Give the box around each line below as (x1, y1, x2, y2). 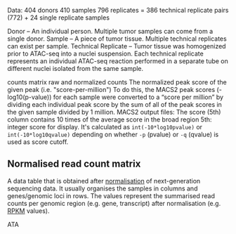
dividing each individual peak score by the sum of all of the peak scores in (7, 100, 223, 108)
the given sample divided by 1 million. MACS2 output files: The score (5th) (7, 108, 221, 116)
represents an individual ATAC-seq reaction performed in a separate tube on (7, 57, 228, 65)
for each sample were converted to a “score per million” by (53, 93, 223, 101)
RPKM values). (7, 207, 50, 215)
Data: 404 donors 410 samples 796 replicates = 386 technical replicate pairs (7, 6, 230, 14)
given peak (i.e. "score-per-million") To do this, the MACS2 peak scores (7, 86, 216, 93)
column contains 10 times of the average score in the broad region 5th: (7, 115, 212, 124)
